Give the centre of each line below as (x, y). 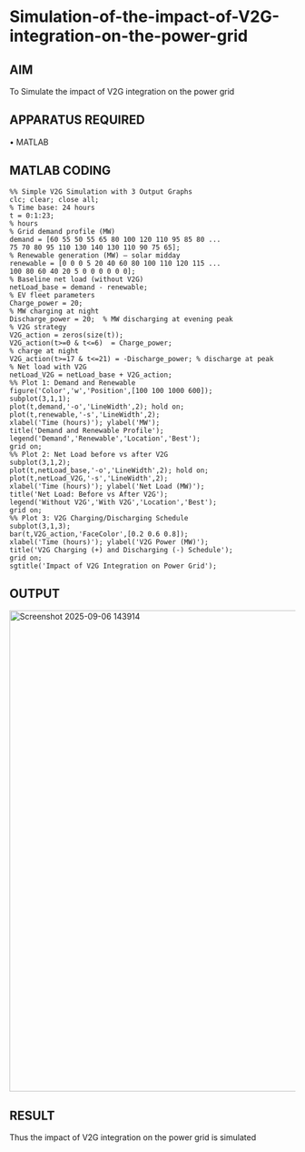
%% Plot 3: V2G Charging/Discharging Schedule (99, 518)
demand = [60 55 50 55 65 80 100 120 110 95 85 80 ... (115, 239)
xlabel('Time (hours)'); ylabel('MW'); (85, 422)
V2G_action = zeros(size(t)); (67, 335)
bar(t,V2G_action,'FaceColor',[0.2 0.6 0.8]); (99, 534)
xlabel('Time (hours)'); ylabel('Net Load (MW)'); (107, 486)
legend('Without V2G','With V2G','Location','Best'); (113, 502)
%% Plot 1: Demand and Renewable (73, 383)
